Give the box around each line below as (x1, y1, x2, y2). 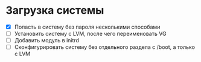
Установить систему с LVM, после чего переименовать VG (14, 30, 167, 37)
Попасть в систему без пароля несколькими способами (14, 23, 161, 30)
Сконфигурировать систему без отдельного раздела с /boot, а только (14, 44, 196, 51)
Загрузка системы (5, 4, 104, 17)
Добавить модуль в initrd (14, 37, 80, 44)
